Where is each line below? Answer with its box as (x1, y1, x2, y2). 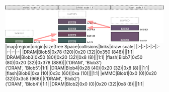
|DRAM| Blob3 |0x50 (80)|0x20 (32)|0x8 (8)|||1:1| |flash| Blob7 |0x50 (5, 54, 143, 60)
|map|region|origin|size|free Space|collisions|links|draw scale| (5, 43, 135, 49)
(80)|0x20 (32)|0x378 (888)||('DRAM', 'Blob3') (5, 59, 102, 65)
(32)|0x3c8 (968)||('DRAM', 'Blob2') (5, 75, 80, 81)
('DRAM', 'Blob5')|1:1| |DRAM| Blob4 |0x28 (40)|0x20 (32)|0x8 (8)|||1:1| (5, 65, 149, 71)
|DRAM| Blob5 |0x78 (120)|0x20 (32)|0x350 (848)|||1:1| (22, 49, 134, 55)
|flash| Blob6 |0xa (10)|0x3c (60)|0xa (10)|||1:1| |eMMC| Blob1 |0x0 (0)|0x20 (5, 70, 157, 76)
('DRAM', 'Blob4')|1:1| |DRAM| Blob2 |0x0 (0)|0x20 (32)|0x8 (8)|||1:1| (5, 81, 144, 87)
